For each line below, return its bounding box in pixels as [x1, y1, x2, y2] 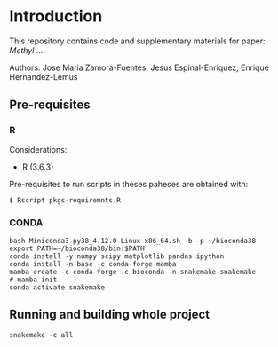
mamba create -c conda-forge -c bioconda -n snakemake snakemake [9, 267, 256, 276]
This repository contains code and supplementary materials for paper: [9, 35, 266, 46]
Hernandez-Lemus [9, 71, 78, 82]
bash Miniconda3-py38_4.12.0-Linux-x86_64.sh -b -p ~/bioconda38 [9, 236, 256, 245]
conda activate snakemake [9, 282, 105, 292]
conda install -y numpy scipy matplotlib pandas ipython [9, 251, 225, 261]
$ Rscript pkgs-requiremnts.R [9, 195, 122, 205]
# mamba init [9, 275, 58, 284]
